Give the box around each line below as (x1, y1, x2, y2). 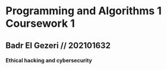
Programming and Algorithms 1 (5, 4, 162, 18)
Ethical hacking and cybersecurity (5, 57, 93, 64)
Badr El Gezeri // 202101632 (5, 40, 111, 50)
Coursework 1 (5, 17, 75, 30)
